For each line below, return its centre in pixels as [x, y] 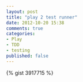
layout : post [22, 12]
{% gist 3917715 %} [30, 72]
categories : [21, 34]
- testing [18, 51]
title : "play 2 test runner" [42, 17]
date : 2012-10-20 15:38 [35, 23]
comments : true [25, 28]
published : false [27, 56]
